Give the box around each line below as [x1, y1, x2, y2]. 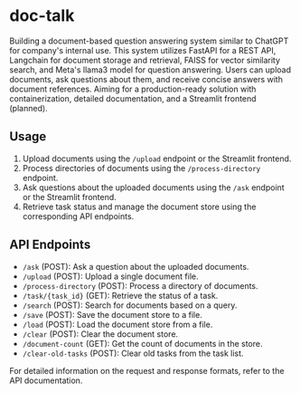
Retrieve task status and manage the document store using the [22, 201, 257, 212]
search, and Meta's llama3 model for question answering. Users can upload [9, 64, 292, 75]
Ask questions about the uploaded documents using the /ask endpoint [22, 182, 285, 193]
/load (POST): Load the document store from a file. [22, 319, 213, 330]
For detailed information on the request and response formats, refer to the [9, 365, 285, 376]
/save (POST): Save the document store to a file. [22, 309, 203, 320]
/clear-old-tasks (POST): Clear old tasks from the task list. [22, 348, 244, 359]
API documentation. [9, 375, 83, 386]
